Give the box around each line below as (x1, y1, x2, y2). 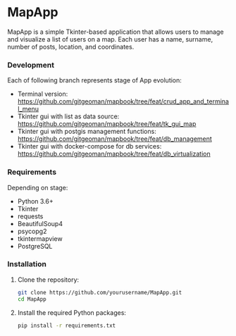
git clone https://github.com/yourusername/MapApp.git (17, 289, 182, 296)
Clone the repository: (17, 275, 80, 284)
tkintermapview (17, 234, 63, 243)
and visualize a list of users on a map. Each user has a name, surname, (7, 35, 213, 43)
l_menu (17, 105, 39, 113)
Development (7, 60, 55, 70)
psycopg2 (17, 227, 47, 235)
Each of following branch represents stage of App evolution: (7, 76, 182, 85)
